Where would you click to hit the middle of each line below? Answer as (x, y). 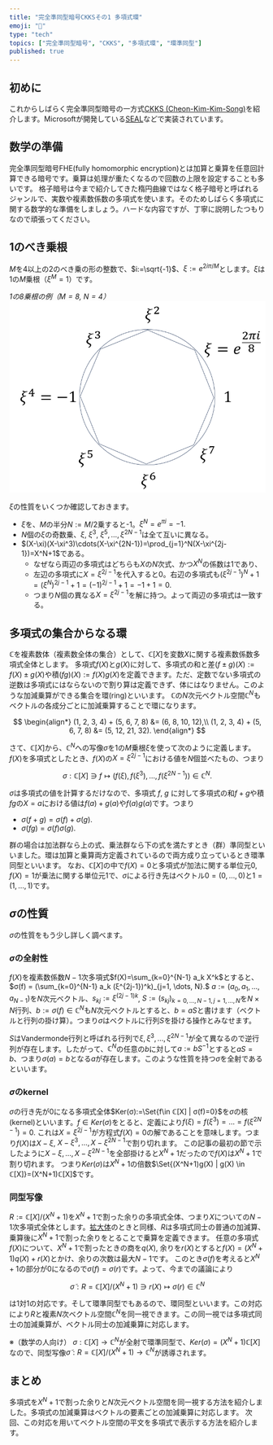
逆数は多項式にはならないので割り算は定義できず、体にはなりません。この (134, 685)
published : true (37, 52)
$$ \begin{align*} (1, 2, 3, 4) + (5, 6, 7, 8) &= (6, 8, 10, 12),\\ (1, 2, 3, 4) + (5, (137, 721)
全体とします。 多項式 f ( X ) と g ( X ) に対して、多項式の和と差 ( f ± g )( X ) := (139, 664)
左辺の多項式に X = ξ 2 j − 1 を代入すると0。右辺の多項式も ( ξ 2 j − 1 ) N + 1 (146, 574)
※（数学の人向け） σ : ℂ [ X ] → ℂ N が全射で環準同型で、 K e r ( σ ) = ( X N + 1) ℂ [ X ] (135, 1341)
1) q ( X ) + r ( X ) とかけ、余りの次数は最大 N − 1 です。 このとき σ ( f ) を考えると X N (135, 1258)
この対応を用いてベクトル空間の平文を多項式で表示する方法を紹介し (137, 1422)
